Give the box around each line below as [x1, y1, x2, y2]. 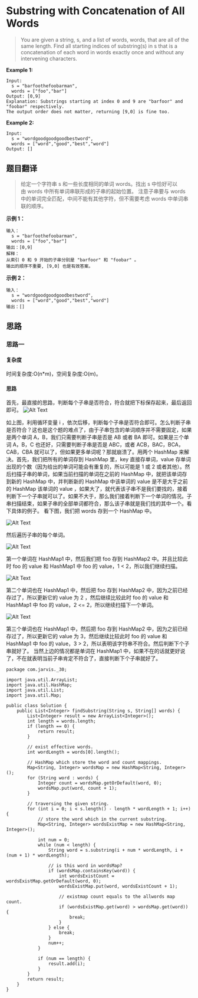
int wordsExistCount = [58, 873, 115, 879]
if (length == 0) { [27, 724, 75, 730]
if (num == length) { [37, 956, 91, 962]
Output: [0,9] [6, 93, 41, 99]
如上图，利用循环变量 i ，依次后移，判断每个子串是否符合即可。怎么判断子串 [6, 419, 192, 426]
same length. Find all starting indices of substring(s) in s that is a [20, 42, 178, 50]
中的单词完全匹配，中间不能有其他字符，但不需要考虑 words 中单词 [20, 195, 184, 202]
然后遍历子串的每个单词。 [6, 531, 68, 539]
